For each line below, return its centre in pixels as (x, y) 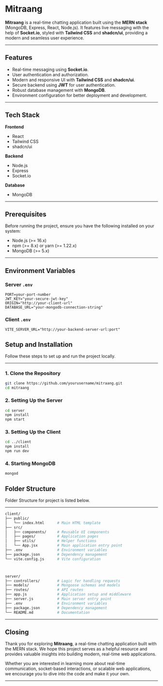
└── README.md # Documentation (48, 612)
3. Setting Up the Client (33, 432)
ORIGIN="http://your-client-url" (39, 303)
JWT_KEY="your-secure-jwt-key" (37, 299)
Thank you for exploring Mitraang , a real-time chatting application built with (81, 644)
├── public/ (17, 518)
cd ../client (18, 442)
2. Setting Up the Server (34, 400)
